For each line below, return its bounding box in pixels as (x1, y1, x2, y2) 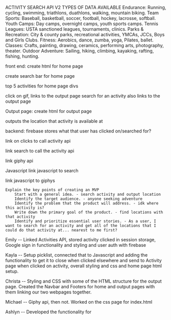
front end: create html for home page (5, 63, 83, 69)
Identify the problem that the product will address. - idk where (14, 201, 159, 206)
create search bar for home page (5, 73, 75, 79)
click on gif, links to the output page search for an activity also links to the (5, 93, 160, 99)
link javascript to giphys (5, 177, 55, 184)
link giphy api (5, 158, 33, 164)
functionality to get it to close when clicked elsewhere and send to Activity (5, 258, 162, 263)
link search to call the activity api (5, 148, 75, 154)
